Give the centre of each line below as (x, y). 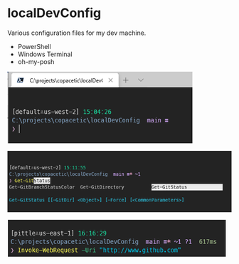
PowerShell (34, 46)
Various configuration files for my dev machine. (77, 33)
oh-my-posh (36, 61)
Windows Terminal (45, 54)
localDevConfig (54, 13)
